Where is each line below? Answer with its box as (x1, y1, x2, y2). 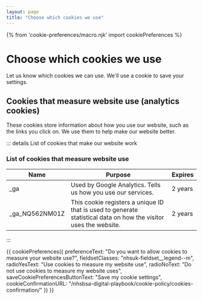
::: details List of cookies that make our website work (6, 140, 138, 147)
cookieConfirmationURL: (6, 280, 68, 287)
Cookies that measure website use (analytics (6, 96, 180, 106)
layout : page (6, 8, 39, 15)
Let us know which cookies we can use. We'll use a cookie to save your (6, 72, 184, 79)
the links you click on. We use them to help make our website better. (6, 128, 176, 135)
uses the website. (70, 220, 121, 229)
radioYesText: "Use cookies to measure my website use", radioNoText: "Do (6, 260, 192, 268)
